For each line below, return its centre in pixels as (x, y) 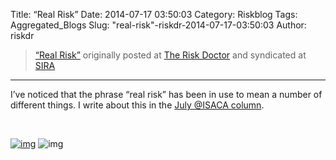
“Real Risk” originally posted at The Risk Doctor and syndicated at (170, 55)
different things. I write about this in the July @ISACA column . (137, 105)
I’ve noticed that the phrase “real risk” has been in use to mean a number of (166, 94)
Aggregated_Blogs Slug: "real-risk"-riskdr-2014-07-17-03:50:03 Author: (158, 25)
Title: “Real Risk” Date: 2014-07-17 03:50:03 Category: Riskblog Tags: (154, 14)
